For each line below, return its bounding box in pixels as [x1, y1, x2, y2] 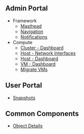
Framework [12, 17, 37, 23]
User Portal [5, 81, 43, 90]
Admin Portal [5, 4, 48, 13]
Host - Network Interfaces [20, 50, 76, 56]
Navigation [20, 28, 44, 35]
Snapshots [12, 94, 36, 101]
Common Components [5, 110, 79, 118]
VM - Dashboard [20, 61, 56, 67]
